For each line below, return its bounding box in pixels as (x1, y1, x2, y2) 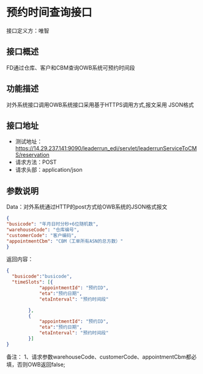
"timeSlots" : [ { (12, 279, 53, 285)
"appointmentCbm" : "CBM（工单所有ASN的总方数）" (6, 238, 124, 244)
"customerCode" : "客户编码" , (6, 232, 77, 238)
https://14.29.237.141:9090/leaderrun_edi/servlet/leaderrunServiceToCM (15, 145, 197, 152)
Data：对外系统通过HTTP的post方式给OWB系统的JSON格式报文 (6, 203, 168, 211)
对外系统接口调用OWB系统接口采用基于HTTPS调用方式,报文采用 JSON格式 (6, 101, 194, 108)
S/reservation (15, 151, 50, 159)
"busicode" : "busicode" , (12, 273, 72, 280)
